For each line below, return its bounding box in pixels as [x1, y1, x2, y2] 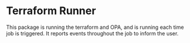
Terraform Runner [6, 4, 96, 18]
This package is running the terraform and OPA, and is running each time [6, 24, 185, 31]
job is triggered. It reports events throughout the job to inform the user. [6, 29, 179, 37]
